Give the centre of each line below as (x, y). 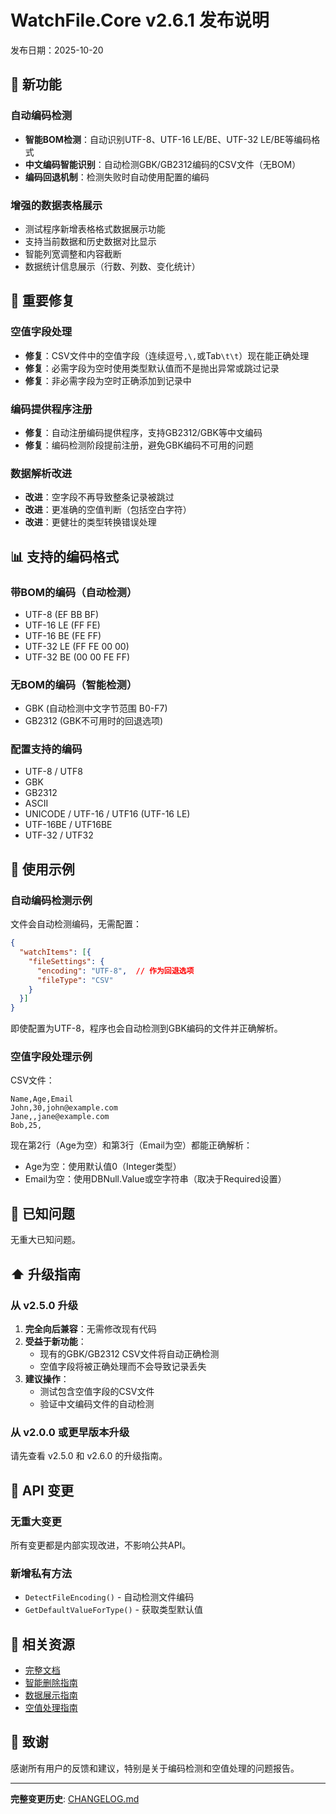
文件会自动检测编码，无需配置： (76, 924)
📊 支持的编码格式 (65, 556)
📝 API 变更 (42, 1490)
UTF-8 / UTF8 (53, 772)
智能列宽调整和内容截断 (73, 253)
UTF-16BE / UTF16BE (68, 825)
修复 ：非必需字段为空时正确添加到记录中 (108, 380)
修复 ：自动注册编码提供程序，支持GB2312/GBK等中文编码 (143, 432)
